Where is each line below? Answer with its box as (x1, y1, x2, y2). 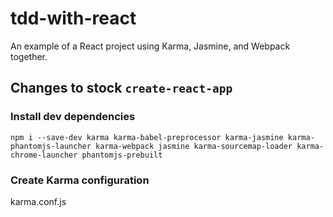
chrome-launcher (10, 150, 78, 160)
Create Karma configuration (10, 173, 150, 187)
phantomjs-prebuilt (81, 150, 163, 160)
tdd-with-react (10, 7, 137, 30)
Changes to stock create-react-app (10, 80, 233, 97)
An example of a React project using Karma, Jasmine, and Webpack (10, 40, 291, 52)
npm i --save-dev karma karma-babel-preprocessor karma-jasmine (10, 132, 284, 142)
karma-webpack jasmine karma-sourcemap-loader (95, 141, 293, 151)
